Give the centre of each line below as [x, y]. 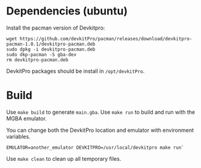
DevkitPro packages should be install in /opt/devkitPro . [76, 71]
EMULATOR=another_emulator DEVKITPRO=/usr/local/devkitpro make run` [95, 148]
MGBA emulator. [26, 118]
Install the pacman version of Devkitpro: [56, 28]
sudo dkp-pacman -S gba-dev [42, 54]
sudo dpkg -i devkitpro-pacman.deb [51, 49]
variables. [18, 136]
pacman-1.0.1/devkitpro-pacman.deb [51, 44]
